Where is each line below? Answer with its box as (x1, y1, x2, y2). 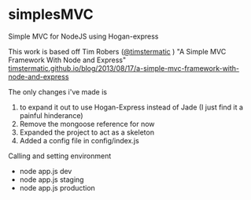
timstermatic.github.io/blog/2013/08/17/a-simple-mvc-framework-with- (8, 63, 240, 72)
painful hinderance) (19, 110, 84, 120)
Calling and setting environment (8, 151, 112, 161)
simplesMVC (8, 6, 94, 24)
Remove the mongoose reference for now (19, 119, 155, 128)
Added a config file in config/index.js (19, 135, 139, 145)
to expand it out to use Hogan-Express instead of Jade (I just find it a (19, 102, 244, 112)
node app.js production (19, 183, 96, 192)
